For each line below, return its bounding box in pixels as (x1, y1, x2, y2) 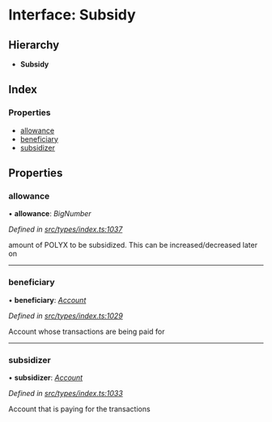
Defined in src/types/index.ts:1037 (8, 224, 123, 234)
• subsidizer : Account (8, 373, 83, 382)
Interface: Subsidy (8, 6, 136, 24)
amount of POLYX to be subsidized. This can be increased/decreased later (8, 241, 257, 250)
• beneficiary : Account (8, 295, 87, 305)
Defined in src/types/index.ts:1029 (8, 310, 123, 321)
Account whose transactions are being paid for (8, 326, 165, 336)
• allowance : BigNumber (8, 209, 91, 219)
